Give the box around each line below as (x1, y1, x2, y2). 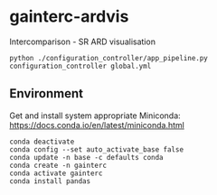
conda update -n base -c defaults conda (9, 153, 165, 162)
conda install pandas (9, 176, 91, 186)
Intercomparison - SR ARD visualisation (9, 36, 156, 47)
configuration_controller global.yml (9, 61, 152, 70)
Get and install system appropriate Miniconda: (9, 110, 181, 121)
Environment (9, 86, 84, 101)
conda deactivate (9, 137, 75, 146)
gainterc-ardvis (9, 6, 129, 27)
